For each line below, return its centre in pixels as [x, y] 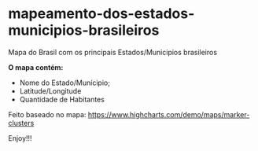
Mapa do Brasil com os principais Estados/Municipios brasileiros [113, 52]
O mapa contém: [36, 67]
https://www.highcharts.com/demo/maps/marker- [169, 114]
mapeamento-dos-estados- [101, 14]
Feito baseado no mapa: [47, 114]
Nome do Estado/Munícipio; [64, 83]
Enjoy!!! [20, 138]
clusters [21, 123]
